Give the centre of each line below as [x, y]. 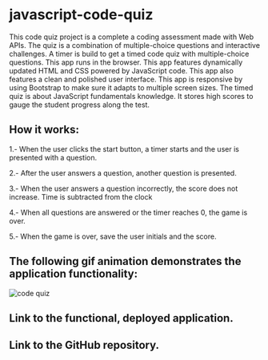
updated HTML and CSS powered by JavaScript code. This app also [122, 70]
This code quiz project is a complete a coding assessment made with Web [132, 37]
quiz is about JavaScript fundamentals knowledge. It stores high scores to [131, 96]
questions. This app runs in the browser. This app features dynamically [126, 62]
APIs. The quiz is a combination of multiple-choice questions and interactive [135, 45]
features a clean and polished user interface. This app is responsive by [126, 79]
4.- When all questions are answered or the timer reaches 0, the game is [128, 212]
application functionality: [74, 274]
